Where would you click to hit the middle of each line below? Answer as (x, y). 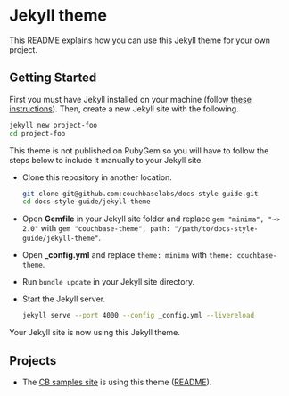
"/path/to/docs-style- (216, 229)
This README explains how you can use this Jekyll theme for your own (140, 40)
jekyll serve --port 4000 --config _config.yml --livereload (138, 316)
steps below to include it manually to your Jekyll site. (106, 160)
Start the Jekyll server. (63, 299)
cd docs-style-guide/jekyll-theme (86, 202)
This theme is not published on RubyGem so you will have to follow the (139, 150)
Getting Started (53, 78)
